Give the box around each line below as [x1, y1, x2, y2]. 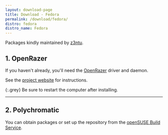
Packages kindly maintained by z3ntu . [5, 39, 83, 45]
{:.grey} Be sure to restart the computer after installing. [5, 86, 118, 92]
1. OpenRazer [5, 54, 47, 62]
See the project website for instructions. [5, 77, 88, 83]
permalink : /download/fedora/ [5, 16, 68, 21]
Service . [5, 124, 22, 130]
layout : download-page [5, 7, 52, 12]
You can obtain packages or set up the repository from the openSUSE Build [5, 119, 160, 125]
